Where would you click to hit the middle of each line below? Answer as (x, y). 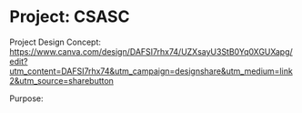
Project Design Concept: (55, 42)
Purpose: (26, 98)
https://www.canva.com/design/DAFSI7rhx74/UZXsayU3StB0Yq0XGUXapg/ (151, 51)
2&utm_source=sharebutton (61, 80)
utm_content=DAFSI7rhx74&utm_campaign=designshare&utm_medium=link (151, 71)
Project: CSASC (70, 17)
